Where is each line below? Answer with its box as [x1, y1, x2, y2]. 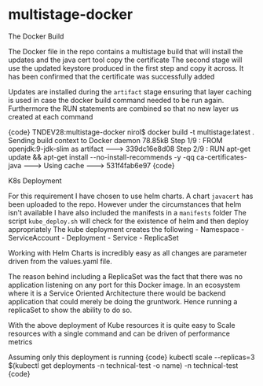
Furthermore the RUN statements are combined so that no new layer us [8, 104, 239, 113]
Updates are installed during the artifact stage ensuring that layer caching [8, 86, 253, 96]
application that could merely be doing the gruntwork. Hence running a [8, 296, 238, 306]
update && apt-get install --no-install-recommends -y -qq [8, 152, 195, 162]
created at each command [8, 112, 93, 121]
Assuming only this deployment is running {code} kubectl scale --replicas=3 [8, 352, 255, 362]
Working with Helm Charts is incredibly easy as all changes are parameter [8, 248, 247, 257]
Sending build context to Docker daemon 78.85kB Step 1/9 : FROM [8, 135, 223, 145]
